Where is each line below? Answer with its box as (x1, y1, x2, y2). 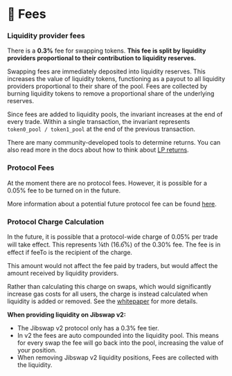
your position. (17, 346, 57, 355)
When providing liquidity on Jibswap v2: (7, 311, 126, 319)
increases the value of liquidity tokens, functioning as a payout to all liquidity (7, 75, 226, 83)
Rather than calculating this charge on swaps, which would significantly (7, 283, 212, 291)
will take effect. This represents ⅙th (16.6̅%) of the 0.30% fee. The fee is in (7, 240, 221, 249)
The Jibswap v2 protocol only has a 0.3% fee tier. (17, 324, 159, 332)
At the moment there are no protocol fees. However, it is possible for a (7, 179, 208, 187)
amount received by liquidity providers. (7, 269, 119, 278)
